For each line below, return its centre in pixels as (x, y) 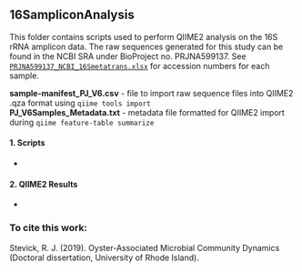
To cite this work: (49, 228)
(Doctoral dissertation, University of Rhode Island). (105, 257)
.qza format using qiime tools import (81, 103)
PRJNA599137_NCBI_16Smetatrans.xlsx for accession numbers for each (140, 65)
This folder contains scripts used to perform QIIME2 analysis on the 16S (144, 36)
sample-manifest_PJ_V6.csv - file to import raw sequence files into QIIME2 (151, 93)
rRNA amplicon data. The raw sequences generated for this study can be (146, 46)
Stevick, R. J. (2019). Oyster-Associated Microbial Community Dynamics (145, 247)
